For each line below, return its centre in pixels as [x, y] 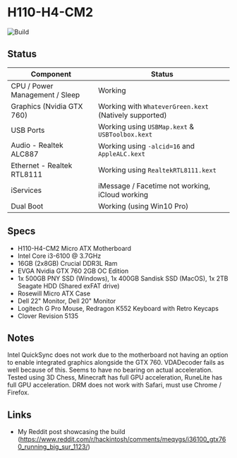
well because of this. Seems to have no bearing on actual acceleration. [110, 370]
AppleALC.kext [122, 154]
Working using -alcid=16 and [146, 146]
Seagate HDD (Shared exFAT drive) [68, 286]
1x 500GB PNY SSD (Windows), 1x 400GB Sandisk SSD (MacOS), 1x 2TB [123, 278]
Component [51, 74]
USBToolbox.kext [125, 134]
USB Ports [28, 130]
